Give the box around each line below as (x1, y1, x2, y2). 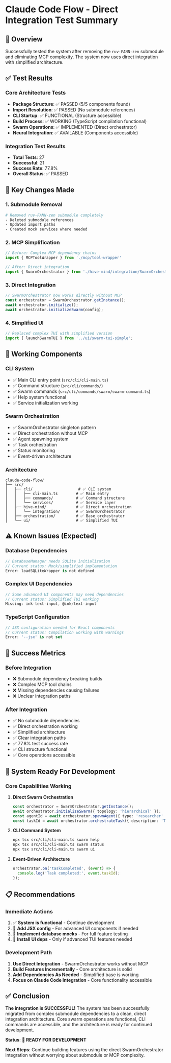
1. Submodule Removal (5, 201, 63, 208)
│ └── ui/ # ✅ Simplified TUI (5, 518, 118, 523)
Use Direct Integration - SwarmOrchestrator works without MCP (12, 960, 149, 966)
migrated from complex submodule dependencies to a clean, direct (5, 1010, 147, 1017)
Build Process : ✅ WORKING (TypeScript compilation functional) (12, 118, 147, 124)
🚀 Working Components (5, 350, 83, 359)
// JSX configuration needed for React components (5, 625, 115, 630)
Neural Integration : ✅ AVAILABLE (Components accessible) (12, 129, 138, 136)
